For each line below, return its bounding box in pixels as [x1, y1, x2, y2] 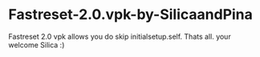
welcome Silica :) [8, 40, 65, 49]
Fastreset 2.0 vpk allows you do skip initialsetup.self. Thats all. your [8, 32, 231, 41]
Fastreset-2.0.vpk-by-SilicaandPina [8, 6, 253, 24]
